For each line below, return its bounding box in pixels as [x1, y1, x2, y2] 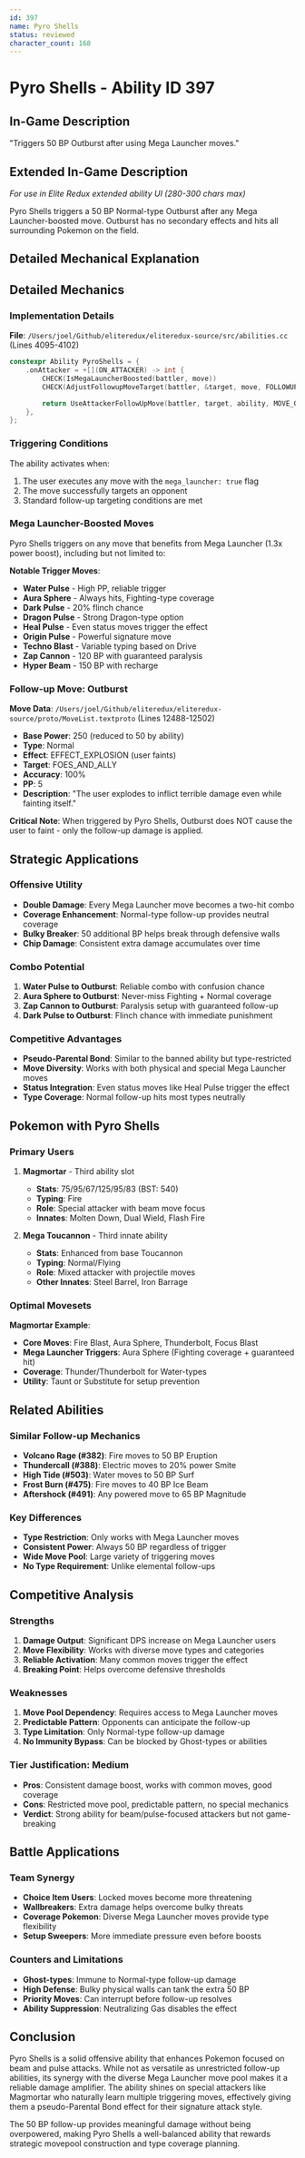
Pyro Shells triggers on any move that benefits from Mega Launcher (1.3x [9, 537, 283, 549]
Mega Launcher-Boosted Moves [9, 517, 154, 530]
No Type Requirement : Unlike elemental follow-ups [22, 1561, 216, 1572]
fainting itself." [22, 798, 77, 809]
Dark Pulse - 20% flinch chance [22, 602, 143, 613]
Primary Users [9, 1145, 74, 1158]
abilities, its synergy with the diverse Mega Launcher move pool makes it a [9, 2073, 289, 2084]
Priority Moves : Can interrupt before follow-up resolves [22, 1993, 232, 2004]
